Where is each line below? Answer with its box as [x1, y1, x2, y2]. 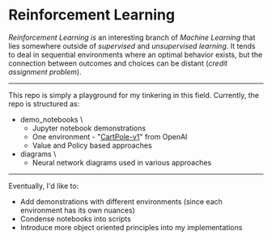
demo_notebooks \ [19, 114, 83, 124]
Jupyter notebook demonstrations [32, 123, 147, 133]
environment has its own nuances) [19, 205, 135, 215]
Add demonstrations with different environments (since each [19, 196, 223, 206]
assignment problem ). [8, 66, 83, 76]
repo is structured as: [8, 99, 80, 109]
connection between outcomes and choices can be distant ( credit [8, 58, 228, 68]
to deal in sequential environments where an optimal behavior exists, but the [8, 49, 263, 59]
